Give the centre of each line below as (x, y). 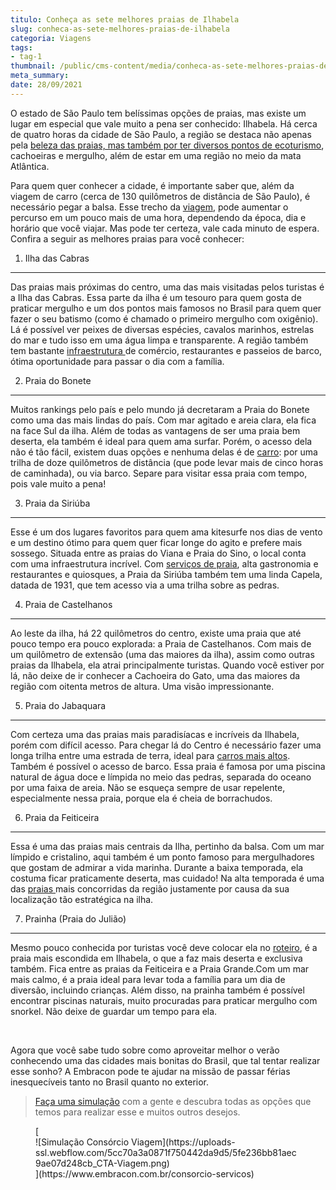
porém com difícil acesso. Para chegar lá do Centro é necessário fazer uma (166, 745)
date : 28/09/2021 (46, 85)
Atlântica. (30, 166)
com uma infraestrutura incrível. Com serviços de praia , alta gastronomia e (164, 563)
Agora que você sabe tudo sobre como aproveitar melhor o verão (145, 1050)
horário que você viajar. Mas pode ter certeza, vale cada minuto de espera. (165, 228)
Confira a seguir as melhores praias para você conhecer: (127, 238)
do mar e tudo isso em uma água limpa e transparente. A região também (159, 340)
